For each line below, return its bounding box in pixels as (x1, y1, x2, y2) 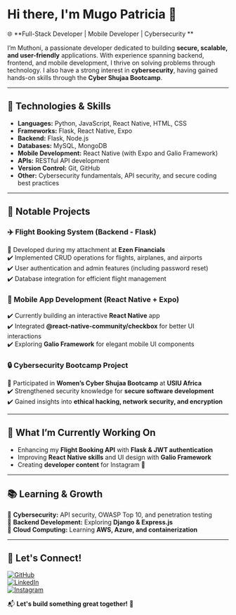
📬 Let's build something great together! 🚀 (7, 600, 134, 608)
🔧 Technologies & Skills (7, 100, 111, 112)
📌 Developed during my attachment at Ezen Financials (7, 246, 166, 254)
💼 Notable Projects (7, 206, 91, 218)
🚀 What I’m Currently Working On (7, 427, 156, 439)
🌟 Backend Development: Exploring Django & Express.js (7, 517, 173, 526)
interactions (7, 331, 42, 340)
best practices (17, 178, 60, 187)
